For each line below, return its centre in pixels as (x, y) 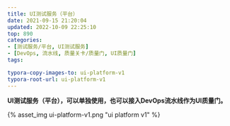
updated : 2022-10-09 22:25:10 (52, 27)
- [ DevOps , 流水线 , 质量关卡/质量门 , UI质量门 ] (72, 54)
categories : (25, 40)
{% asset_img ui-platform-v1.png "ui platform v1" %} (84, 115)
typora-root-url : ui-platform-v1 (57, 79)
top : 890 (20, 34)
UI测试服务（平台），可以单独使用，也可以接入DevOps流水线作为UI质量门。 (117, 101)
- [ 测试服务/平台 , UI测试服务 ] (48, 47)
